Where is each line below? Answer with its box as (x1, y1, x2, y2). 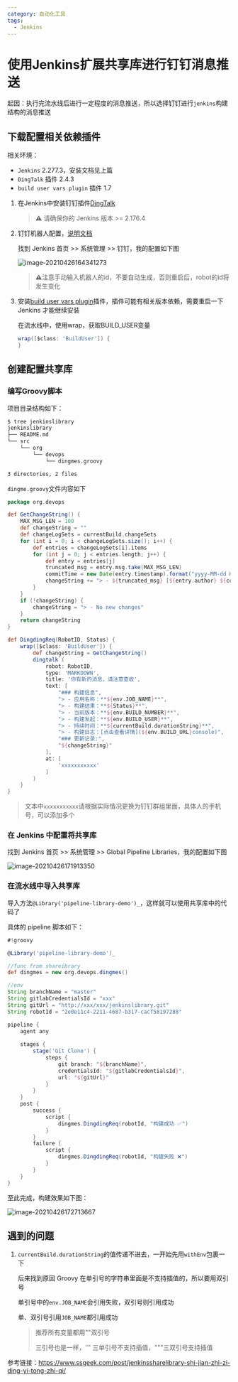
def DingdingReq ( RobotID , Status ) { (7, 637, 115, 644)
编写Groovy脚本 (7, 387, 62, 396)
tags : (7, 17, 23, 24)
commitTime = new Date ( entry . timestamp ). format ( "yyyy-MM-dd (45, 571, 227, 578)
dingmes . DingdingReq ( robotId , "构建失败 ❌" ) (57, 1153, 188, 1160)
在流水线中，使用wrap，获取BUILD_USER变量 (17, 321, 151, 330)
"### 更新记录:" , (57, 735, 105, 743)
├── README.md (7, 431, 50, 438)
